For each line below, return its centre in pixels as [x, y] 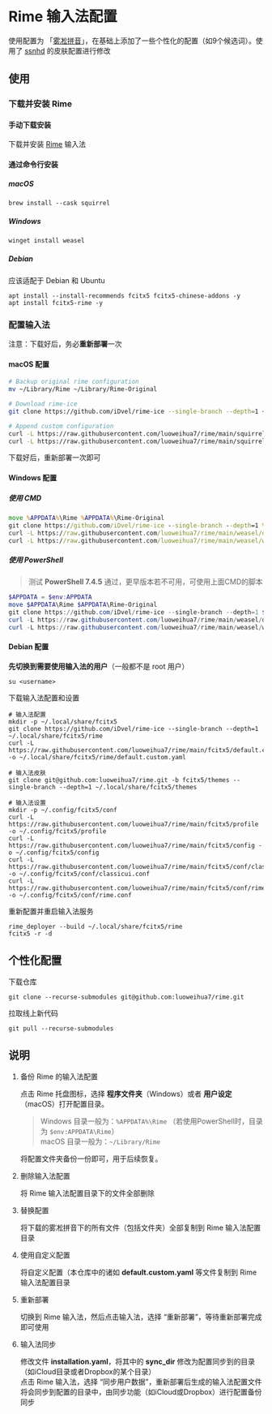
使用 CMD [25, 498]
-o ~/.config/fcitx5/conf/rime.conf [70, 896]
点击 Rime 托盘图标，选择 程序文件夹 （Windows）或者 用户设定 [126, 1094]
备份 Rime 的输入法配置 [59, 1077]
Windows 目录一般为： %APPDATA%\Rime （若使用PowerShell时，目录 [151, 1121]
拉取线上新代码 [33, 1013]
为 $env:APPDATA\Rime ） [79, 1131]
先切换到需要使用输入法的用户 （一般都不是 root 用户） [99, 667]
